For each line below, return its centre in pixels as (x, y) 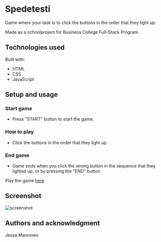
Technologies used (35, 48)
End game (17, 155)
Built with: (15, 59)
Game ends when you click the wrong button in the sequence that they (84, 166)
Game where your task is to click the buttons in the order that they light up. (81, 23)
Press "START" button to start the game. (53, 119)
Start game (19, 109)
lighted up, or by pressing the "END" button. (57, 171)
